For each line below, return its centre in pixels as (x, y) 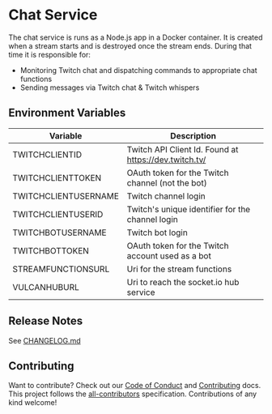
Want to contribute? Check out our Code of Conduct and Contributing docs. (135, 386)
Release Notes (46, 321)
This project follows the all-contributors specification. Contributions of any (133, 394)
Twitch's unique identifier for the (189, 209)
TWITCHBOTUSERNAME (59, 233)
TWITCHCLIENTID (47, 154)
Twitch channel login (166, 196)
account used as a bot (169, 255)
